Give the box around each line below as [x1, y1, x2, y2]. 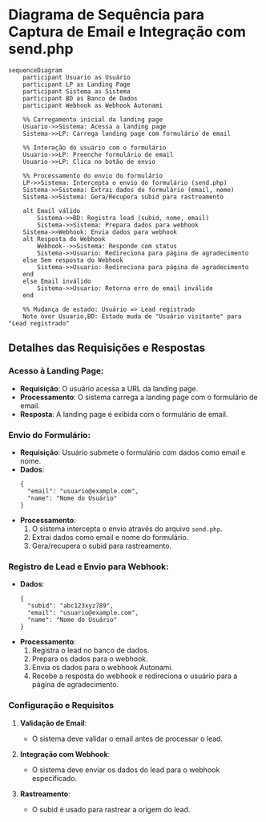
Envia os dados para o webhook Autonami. [31, 663, 174, 673]
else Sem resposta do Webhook [22, 256, 124, 264]
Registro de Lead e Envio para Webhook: [8, 561, 169, 572]
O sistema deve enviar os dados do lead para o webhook [31, 765, 220, 775]
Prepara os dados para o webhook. [31, 654, 148, 664]
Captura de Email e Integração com [8, 22, 247, 41]
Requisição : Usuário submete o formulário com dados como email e [19, 448, 246, 457]
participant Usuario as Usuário [22, 73, 131, 81]
